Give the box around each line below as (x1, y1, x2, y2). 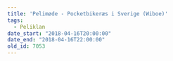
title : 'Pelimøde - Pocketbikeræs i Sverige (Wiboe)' (7, 10, 169, 18)
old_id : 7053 (7, 43, 46, 50)
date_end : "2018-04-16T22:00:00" (7, 36, 105, 43)
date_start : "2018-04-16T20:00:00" (7, 29, 112, 37)
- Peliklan (13, 23, 46, 30)
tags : (7, 17, 23, 24)
